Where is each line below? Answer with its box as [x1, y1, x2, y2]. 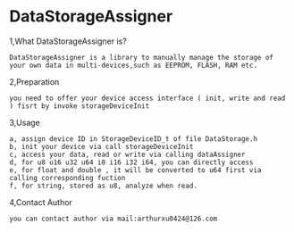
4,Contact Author [9, 196, 73, 207]
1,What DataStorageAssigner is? [9, 36, 127, 46]
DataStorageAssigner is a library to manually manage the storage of [9, 53, 274, 62]
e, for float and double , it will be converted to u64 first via [9, 165, 262, 175]
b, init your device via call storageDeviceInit [9, 142, 194, 151]
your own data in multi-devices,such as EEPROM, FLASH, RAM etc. [9, 61, 257, 70]
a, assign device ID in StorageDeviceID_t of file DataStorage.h [9, 134, 257, 144]
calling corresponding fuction [9, 173, 126, 182]
